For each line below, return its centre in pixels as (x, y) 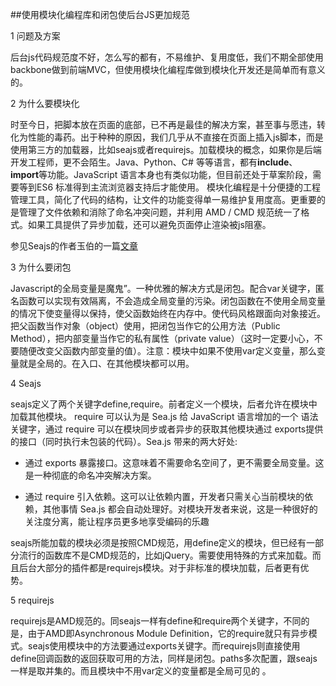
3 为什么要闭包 (41, 267)
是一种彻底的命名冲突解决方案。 (90, 475)
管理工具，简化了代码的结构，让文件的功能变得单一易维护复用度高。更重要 (163, 199)
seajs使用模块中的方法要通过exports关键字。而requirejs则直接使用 (164, 646)
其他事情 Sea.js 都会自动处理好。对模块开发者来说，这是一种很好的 (180, 509)
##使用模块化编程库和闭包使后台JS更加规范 (100, 14)
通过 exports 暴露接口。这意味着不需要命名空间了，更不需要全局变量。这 (174, 462)
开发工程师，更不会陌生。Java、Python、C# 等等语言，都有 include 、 (154, 162)
